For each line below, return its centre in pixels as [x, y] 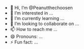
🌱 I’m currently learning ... [37, 18]
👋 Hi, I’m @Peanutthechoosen [41, 8]
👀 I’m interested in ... [32, 13]
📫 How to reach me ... [34, 29]
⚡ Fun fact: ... [24, 42]
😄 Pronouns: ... [26, 36]
